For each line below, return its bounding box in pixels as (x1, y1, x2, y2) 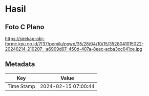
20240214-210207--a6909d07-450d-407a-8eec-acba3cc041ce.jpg (5, 46, 143, 52)
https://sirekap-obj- (5, 36, 45, 41)
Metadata (5, 60, 35, 69)
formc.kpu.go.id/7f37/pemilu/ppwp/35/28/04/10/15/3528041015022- (5, 41, 144, 47)
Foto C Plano (5, 23, 44, 31)
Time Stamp (7, 83, 36, 90)
